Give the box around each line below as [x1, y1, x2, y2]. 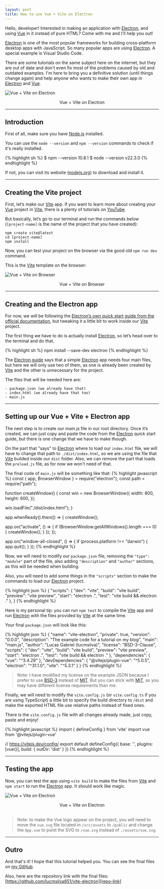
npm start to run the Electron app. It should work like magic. [5, 783, 126, 789]
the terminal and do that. [5, 338, 55, 344]
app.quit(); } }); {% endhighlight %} [5, 543, 76, 549]
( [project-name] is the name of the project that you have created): [5, 221, 138, 227]
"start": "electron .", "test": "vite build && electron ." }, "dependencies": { [5, 652, 150, 658]
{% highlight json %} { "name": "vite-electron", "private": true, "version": [5, 631, 151, 637]
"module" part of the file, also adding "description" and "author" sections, [5, 558, 155, 564]
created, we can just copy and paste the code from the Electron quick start [5, 431, 156, 436]
